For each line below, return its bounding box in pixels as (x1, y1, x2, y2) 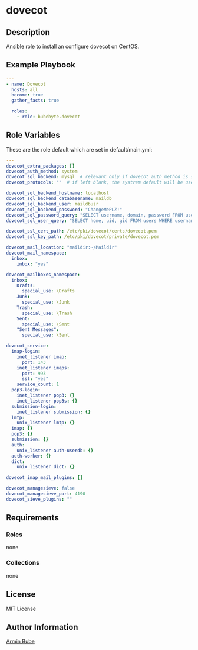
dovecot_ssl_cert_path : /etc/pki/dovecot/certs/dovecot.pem (6, 229, 157, 234)
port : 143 (21, 359, 46, 365)
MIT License (6, 605, 37, 612)
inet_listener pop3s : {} (16, 398, 78, 404)
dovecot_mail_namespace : (6, 250, 67, 256)
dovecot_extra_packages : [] (6, 163, 75, 169)
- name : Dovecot (6, 81, 46, 87)
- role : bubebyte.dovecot (16, 114, 81, 120)
